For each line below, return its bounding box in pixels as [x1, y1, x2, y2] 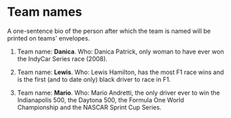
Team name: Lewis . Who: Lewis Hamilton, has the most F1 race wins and [17, 68, 224, 76]
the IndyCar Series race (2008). [17, 54, 108, 62]
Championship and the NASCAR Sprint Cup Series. [17, 103, 162, 111]
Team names [7, 4, 83, 20]
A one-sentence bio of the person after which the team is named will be [7, 27, 211, 35]
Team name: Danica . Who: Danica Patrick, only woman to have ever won [17, 47, 224, 56]
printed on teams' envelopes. [7, 34, 90, 42]
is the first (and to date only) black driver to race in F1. [17, 75, 171, 83]
